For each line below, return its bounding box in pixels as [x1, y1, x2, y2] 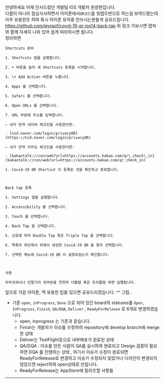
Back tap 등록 [5, 185, 32, 190]
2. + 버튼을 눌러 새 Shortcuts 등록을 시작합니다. [5, 65, 97, 70]
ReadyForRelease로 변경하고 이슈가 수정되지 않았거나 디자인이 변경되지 [19, 355, 158, 361]
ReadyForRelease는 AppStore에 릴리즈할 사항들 [19, 368, 114, 373]
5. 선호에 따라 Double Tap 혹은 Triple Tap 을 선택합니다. [5, 233, 115, 238]
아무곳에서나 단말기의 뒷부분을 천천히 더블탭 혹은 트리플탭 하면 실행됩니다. [5, 280, 136, 285]
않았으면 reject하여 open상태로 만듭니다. [19, 361, 98, 367]
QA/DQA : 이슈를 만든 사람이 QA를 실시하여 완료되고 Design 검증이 [19, 343, 148, 348]
